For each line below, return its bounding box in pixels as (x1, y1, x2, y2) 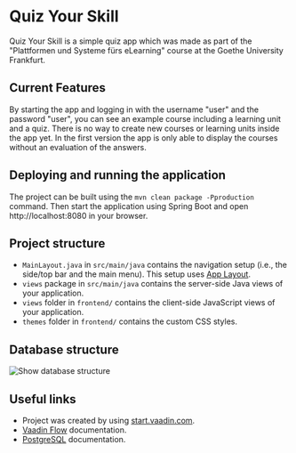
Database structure (9, 342, 119, 357)
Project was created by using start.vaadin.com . (21, 416, 196, 425)
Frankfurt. (9, 54, 46, 65)
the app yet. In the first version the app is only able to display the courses (9, 132, 278, 143)
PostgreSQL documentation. (21, 434, 126, 444)
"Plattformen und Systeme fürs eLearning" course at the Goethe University (9, 44, 284, 55)
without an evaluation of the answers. (9, 142, 147, 152)
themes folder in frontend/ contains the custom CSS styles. (21, 316, 238, 327)
